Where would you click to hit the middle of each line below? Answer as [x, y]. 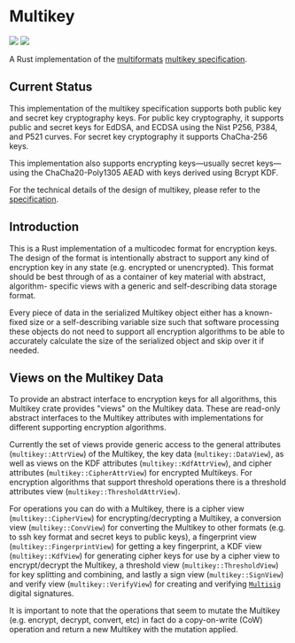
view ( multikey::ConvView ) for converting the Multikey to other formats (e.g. [147, 528]
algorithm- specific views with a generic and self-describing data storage [143, 286]
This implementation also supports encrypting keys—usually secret [132, 163]
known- [259, 313]
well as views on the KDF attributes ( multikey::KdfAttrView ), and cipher [140, 463]
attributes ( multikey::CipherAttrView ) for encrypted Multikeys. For [131, 473]
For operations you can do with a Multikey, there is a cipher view [127, 509]
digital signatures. [42, 593]
